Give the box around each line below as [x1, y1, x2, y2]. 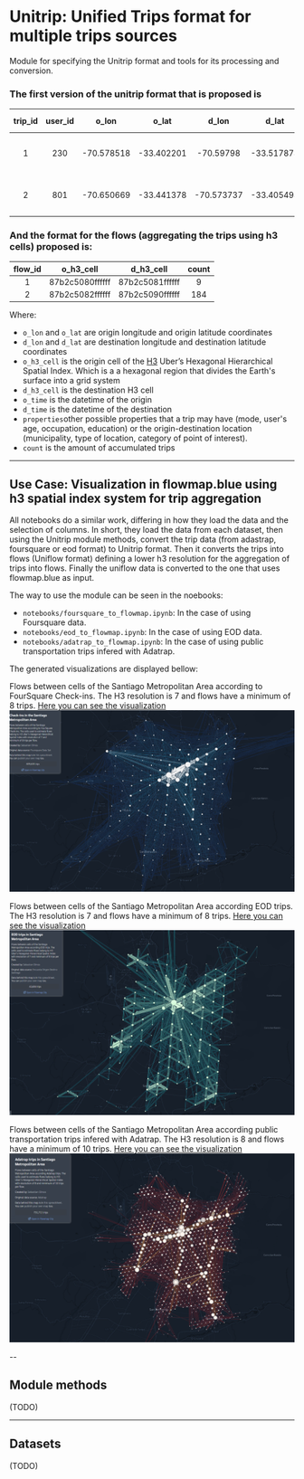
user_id [45, 116, 75, 127]
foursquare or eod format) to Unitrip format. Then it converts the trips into [9, 544, 284, 555]
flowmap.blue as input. [9, 573, 95, 583]
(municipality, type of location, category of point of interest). [22, 432, 248, 443]
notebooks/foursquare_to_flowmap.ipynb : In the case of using [22, 608, 252, 619]
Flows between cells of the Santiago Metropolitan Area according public [9, 1124, 279, 1135]
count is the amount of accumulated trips [22, 441, 176, 453]
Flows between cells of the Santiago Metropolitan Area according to [9, 681, 263, 692]
